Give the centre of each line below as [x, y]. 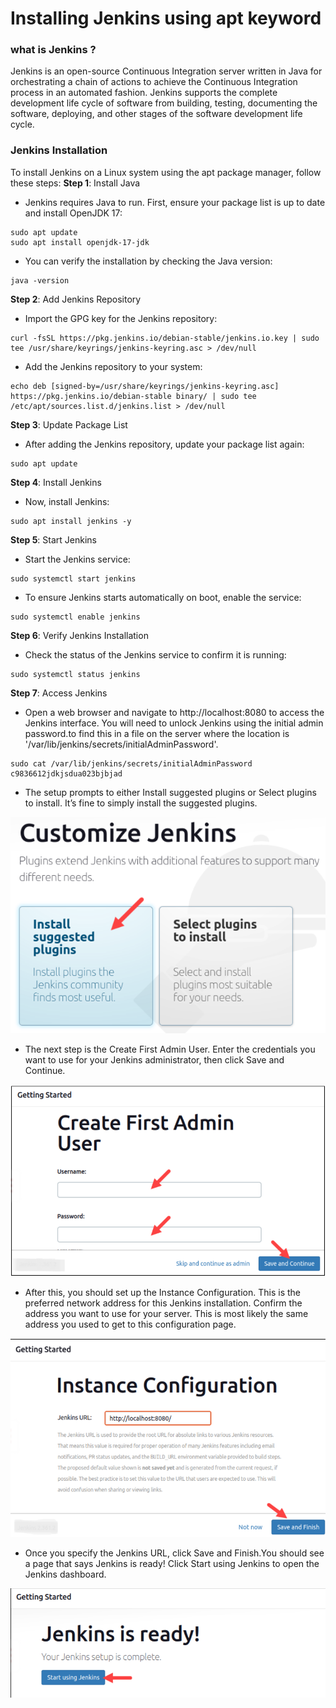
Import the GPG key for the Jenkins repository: [121, 318]
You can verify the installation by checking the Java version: [148, 261]
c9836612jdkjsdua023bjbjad [66, 773]
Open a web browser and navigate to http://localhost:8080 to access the [174, 712]
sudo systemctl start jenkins [73, 578]
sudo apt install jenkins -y [71, 521]
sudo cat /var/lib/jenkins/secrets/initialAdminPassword [131, 763]
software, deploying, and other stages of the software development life [156, 114]
